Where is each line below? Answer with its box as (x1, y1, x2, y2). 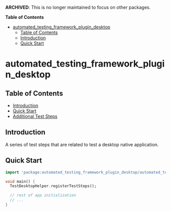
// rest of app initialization (10, 193, 76, 198)
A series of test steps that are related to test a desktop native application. (5, 141, 159, 147)
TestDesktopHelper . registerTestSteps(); (10, 184, 97, 189)
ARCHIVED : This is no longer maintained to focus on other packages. (5, 5, 151, 10)
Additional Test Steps (12, 113, 58, 119)
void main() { (5, 179, 36, 184)
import (5, 170, 19, 175)
